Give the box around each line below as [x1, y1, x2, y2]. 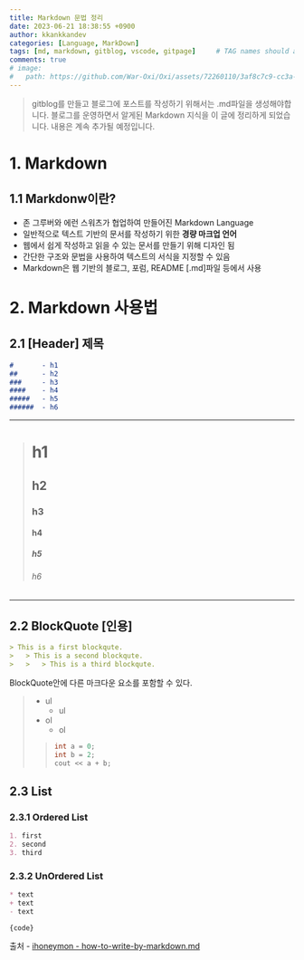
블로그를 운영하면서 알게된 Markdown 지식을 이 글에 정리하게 [51, 110, 267, 120]
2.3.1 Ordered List [9, 811, 89, 824]
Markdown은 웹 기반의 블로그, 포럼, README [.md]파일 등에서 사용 [22, 262, 262, 273]
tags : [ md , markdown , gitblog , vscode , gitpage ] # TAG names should [9, 47, 290, 56]
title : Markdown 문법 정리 [9, 13, 104, 23]
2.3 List [9, 784, 52, 800]
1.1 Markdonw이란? [9, 191, 116, 206]
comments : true [9, 55, 67, 64]
